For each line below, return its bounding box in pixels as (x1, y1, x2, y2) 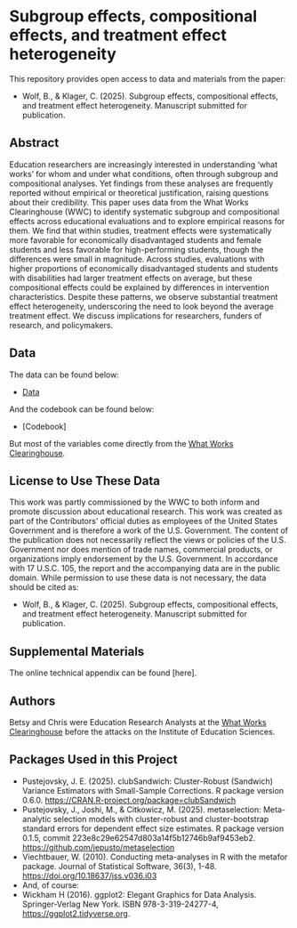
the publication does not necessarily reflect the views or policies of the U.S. (9, 535, 286, 545)
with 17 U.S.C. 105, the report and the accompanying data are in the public (9, 563, 280, 574)
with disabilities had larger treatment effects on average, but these (9, 272, 253, 283)
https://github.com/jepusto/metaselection (21, 842, 175, 852)
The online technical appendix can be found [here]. (9, 667, 197, 678)
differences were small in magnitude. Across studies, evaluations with (9, 254, 265, 264)
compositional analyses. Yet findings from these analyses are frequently (9, 178, 274, 189)
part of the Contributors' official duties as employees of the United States (9, 516, 278, 527)
